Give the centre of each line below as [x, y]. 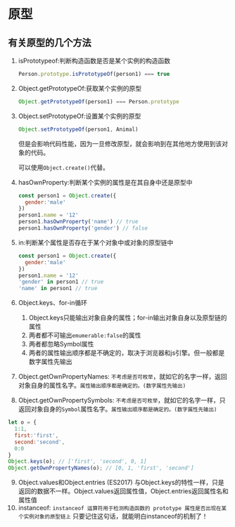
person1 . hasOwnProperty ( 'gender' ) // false [83, 228]
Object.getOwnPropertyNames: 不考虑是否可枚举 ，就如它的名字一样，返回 [122, 377]
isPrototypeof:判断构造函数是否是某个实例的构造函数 [94, 61]
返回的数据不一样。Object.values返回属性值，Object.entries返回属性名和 [123, 491]
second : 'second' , [40, 442]
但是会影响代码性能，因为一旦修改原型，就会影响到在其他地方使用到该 [120, 143]
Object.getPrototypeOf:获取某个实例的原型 [80, 88]
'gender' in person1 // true [61, 282]
